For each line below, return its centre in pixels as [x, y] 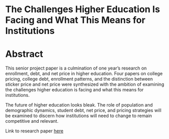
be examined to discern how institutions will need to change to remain [79, 116]
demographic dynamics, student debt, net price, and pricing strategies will [83, 111]
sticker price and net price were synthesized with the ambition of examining [85, 84]
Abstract [24, 54]
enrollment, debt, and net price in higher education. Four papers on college [84, 74]
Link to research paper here [34, 131]
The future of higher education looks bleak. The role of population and [79, 105]
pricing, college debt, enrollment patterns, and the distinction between [79, 79]
